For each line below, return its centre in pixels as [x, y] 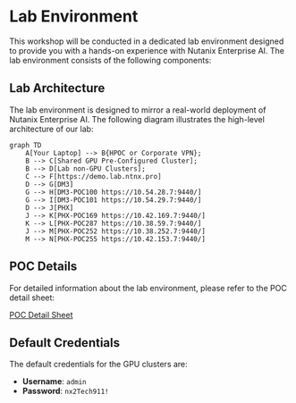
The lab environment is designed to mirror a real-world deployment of [138, 110]
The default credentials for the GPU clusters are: [98, 365]
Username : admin [54, 382]
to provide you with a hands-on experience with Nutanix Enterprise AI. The [147, 50]
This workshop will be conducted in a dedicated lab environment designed [147, 41]
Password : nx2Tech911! [65, 391]
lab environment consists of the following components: [110, 60]
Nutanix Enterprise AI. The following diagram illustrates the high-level [137, 119]
